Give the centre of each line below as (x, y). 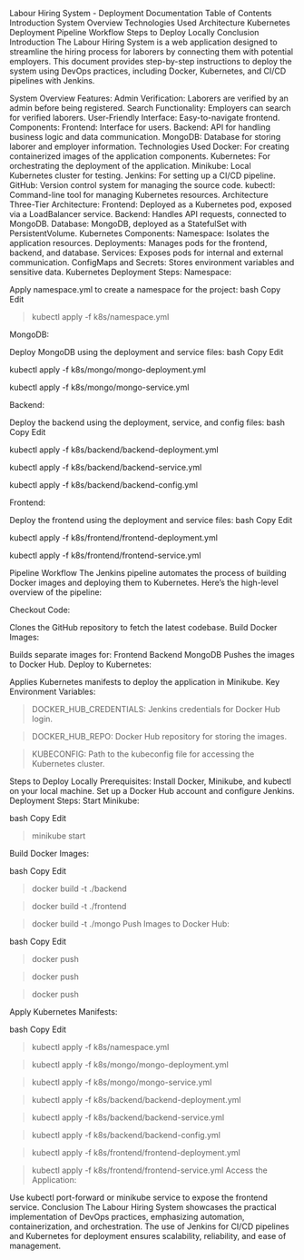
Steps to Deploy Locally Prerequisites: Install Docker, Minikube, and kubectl (151, 781)
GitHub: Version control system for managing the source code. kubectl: (142, 185)
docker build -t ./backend (79, 888)
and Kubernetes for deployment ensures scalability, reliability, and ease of (148, 1236)
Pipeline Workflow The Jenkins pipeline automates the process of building (148, 573)
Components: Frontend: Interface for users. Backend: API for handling (140, 127)
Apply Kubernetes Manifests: (64, 1012)
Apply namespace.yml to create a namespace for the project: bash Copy (145, 289)
